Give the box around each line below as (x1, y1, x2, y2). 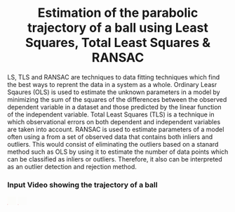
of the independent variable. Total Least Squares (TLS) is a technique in (7, 110, 215, 119)
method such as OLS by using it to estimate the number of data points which (7, 147, 229, 156)
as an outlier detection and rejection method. (7, 162, 137, 171)
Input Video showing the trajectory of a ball (7, 180, 158, 190)
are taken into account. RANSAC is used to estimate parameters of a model (7, 125, 224, 133)
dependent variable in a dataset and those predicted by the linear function (7, 102, 222, 111)
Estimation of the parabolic (37, 5, 199, 21)
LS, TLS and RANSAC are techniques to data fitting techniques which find (7, 72, 220, 81)
